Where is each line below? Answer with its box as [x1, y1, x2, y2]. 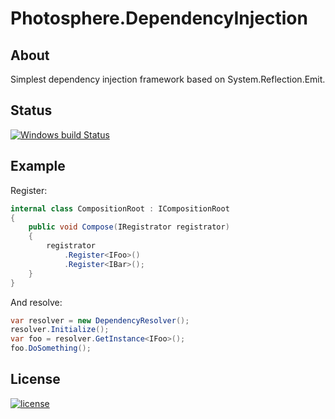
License [10, 371, 61, 388]
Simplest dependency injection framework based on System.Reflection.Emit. [10, 73, 326, 85]
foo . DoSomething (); [10, 343, 92, 354]
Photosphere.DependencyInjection [10, 7, 308, 30]
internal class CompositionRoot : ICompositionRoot [10, 203, 230, 214]
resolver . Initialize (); [10, 325, 110, 335]
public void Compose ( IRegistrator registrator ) [28, 222, 230, 232]
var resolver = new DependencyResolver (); [10, 315, 190, 326]
